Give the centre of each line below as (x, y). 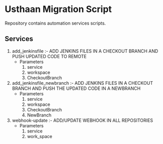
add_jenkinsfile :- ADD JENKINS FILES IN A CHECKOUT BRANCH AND (85, 51)
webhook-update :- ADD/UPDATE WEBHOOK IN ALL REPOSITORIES (83, 120)
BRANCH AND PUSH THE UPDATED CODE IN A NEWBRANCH (76, 88)
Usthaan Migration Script (58, 9)
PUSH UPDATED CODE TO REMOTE (49, 56)
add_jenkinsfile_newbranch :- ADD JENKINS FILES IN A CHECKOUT (83, 83)
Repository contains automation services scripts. (55, 23)
